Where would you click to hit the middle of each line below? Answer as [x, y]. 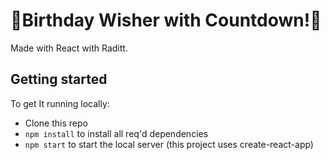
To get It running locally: [60, 103]
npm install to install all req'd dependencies [116, 133]
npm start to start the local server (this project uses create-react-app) [169, 144]
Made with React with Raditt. [69, 48]
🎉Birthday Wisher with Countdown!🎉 [166, 20]
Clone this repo [56, 123]
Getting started [59, 79]
